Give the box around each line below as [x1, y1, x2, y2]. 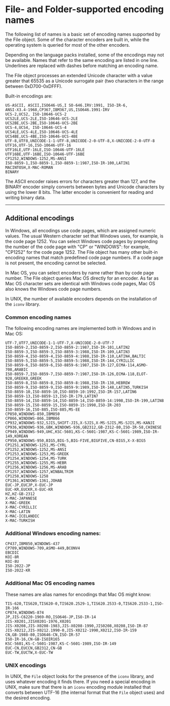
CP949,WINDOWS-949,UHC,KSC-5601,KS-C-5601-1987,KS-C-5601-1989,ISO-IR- [5, 429, 159, 434]
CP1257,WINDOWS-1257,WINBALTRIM [5, 469, 73, 475]
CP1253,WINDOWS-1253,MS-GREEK [5, 452, 69, 457]
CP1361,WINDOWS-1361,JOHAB [5, 478, 62, 483]
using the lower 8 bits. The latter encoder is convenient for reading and [5, 189, 153, 195]
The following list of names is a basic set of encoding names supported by [5, 31, 161, 37]
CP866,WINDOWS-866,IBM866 [5, 416, 60, 421]
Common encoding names [5, 314, 72, 321]
